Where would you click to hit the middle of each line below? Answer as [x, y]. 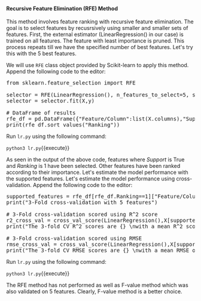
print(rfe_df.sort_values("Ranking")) [63, 125]
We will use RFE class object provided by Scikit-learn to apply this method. [98, 65]
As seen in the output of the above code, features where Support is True [95, 159]
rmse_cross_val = [31, 245]
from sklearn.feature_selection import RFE [71, 83]
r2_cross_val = [28, 221]
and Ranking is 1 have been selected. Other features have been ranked [93, 166]
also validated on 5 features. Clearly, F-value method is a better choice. [94, 291]
